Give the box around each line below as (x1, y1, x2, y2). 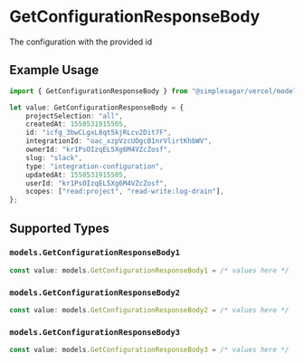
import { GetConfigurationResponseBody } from (9, 86, 188, 96)
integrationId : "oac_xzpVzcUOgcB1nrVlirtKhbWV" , (25, 137, 213, 146)
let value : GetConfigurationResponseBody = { (9, 102, 184, 112)
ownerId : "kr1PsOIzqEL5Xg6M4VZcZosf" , (25, 145, 172, 154)
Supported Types (9, 220, 110, 236)
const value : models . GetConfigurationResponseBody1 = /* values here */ (9, 265, 290, 275)
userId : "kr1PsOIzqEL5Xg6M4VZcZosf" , (25, 178, 168, 187)
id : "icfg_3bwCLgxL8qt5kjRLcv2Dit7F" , (25, 129, 172, 138)
